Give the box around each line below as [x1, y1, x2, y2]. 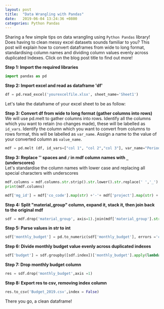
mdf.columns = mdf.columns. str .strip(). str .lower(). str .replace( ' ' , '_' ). [5, 179, 161, 185]
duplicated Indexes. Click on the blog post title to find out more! [5, 55, 133, 61]
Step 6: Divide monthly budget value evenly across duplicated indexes [5, 244, 151, 249]
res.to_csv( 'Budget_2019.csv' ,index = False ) [5, 289, 99, 294]
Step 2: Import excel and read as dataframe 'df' [5, 82, 103, 88]
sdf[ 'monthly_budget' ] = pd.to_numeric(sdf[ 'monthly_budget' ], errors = [5, 235, 156, 240]
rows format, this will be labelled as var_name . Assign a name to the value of [5, 131, 157, 137]
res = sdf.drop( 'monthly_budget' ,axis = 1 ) [5, 271, 93, 276]
